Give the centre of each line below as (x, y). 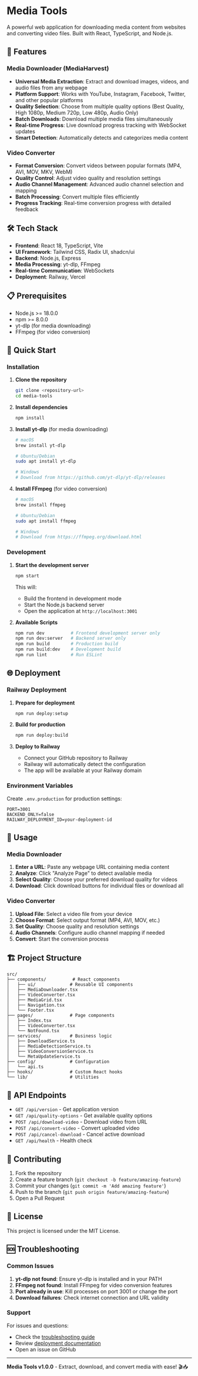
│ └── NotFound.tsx (33, 1031)
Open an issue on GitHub (46, 1349)
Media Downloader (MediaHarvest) (58, 69)
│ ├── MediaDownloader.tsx (42, 990)
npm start (27, 576)
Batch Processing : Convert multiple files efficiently (77, 197)
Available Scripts (36, 622)
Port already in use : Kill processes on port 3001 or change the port (96, 1291)
